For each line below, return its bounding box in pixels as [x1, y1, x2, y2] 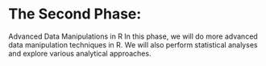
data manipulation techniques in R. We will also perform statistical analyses [8, 39, 258, 49]
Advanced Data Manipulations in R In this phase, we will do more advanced [8, 31, 258, 41]
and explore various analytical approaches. [8, 48, 152, 58]
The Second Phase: [8, 5, 142, 23]
